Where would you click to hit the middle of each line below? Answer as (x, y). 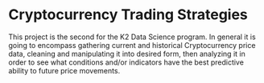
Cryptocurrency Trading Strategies (128, 15)
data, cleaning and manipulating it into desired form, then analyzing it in (127, 53)
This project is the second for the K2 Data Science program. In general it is (132, 37)
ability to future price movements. (64, 70)
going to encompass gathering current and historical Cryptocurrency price (132, 45)
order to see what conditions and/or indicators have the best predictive (126, 62)
